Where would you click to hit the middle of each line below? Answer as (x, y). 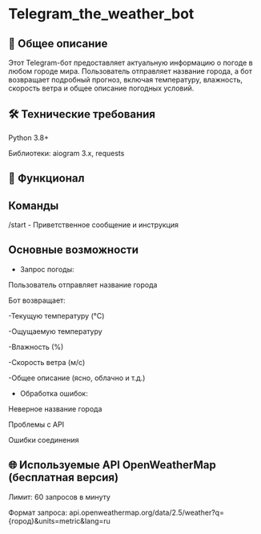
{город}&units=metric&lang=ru (59, 520)
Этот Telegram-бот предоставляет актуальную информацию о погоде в (131, 62)
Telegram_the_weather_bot (101, 14)
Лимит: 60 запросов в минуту (59, 496)
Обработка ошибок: (54, 393)
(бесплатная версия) (63, 478)
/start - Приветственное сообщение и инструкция (93, 225)
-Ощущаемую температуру (55, 331)
